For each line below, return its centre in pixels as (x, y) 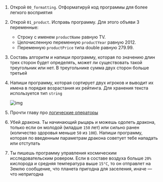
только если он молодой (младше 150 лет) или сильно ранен (75, 127)
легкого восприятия (31, 12)
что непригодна (27, 174)
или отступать (25, 143)
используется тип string (36, 93)
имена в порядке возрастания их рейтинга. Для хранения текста (79, 88)
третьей (18, 73)
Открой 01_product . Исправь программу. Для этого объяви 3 (75, 22)
